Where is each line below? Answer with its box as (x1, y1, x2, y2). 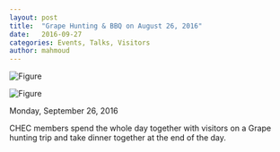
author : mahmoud (9, 46, 70, 55)
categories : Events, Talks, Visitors (9, 38, 151, 47)
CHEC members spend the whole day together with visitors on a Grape (9, 122, 272, 134)
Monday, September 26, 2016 (9, 106, 118, 116)
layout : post (9, 13, 58, 22)
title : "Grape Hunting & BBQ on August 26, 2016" (9, 21, 203, 30)
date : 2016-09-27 (9, 30, 83, 38)
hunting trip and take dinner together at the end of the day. (9, 132, 227, 143)
